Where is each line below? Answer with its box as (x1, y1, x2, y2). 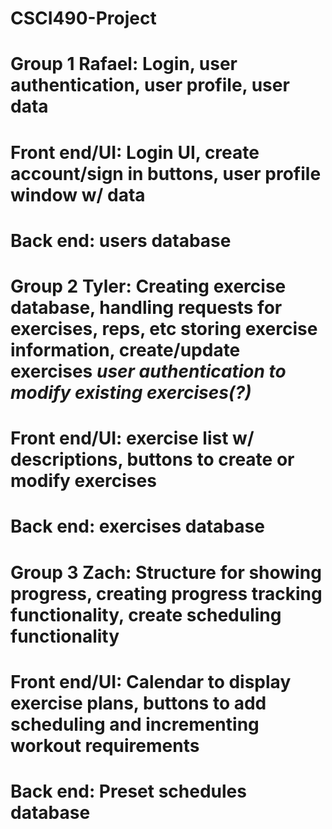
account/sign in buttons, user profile (10, 162, 322, 185)
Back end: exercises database (10, 515, 265, 538)
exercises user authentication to (10, 360, 287, 382)
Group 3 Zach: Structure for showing (10, 561, 322, 584)
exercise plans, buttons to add (10, 692, 267, 714)
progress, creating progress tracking (10, 582, 323, 605)
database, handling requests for (10, 296, 283, 319)
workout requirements (10, 734, 200, 757)
